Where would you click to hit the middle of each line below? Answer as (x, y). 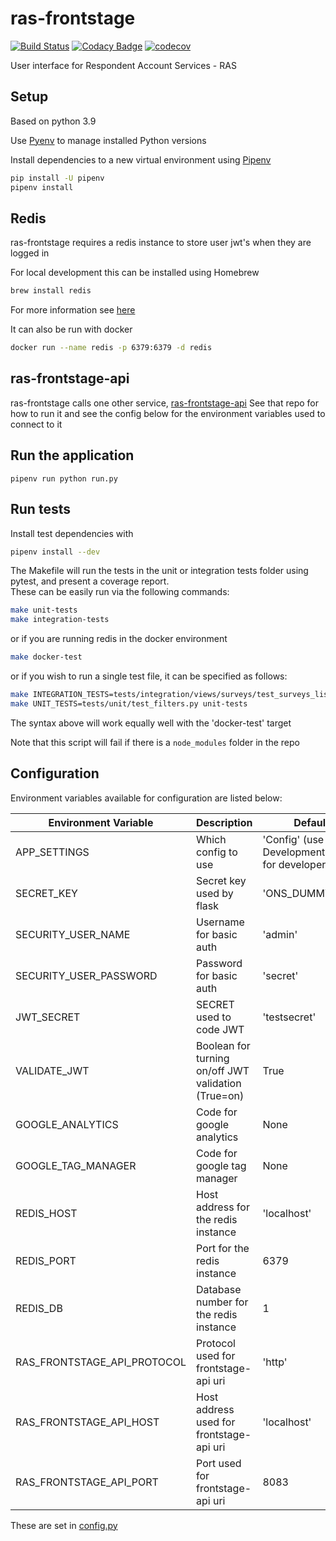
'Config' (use (293, 839)
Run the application (72, 455)
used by (215, 893)
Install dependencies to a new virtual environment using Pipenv (141, 159)
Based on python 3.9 (53, 121)
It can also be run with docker (71, 329)
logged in (30, 253)
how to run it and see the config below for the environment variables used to (168, 413)
